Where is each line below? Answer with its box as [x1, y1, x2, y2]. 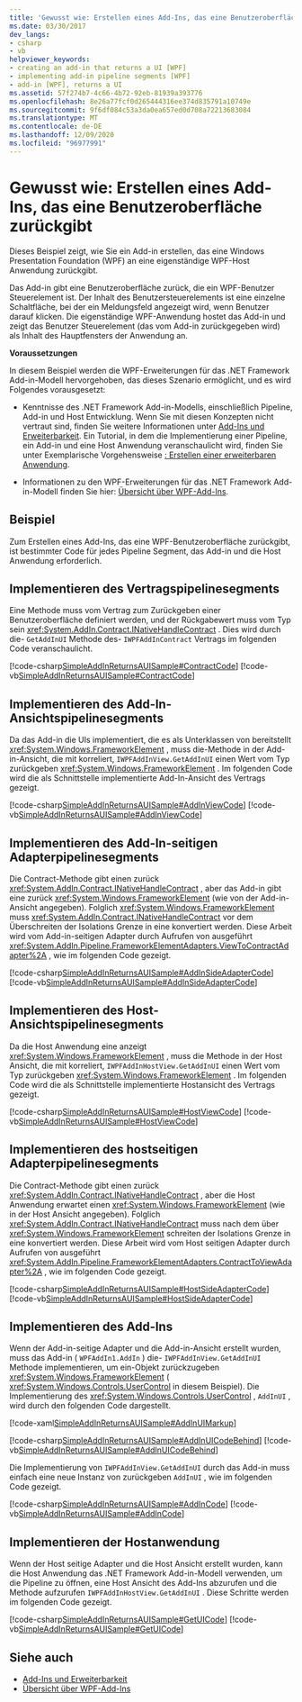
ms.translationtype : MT [9, 113, 99, 122]
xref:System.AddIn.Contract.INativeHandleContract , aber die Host [9, 1190, 255, 1200]
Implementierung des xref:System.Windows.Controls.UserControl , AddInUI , [9, 1390, 291, 1401]
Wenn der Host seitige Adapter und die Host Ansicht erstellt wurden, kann [9, 1559, 283, 1570]
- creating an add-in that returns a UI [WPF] [9, 64, 187, 73]
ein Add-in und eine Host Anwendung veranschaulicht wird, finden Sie [22, 439, 283, 450]
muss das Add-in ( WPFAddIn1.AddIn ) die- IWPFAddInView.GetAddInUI [9, 1353, 262, 1363]
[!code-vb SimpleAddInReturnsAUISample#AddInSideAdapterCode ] [9, 976, 258, 987]
